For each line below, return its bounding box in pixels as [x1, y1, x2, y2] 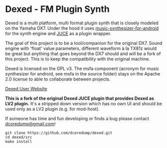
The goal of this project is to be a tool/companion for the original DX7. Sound [5, 40, 163, 46]
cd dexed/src [5, 135, 32, 140]
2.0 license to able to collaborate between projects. [5, 76, 111, 82]
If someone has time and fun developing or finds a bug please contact [5, 115, 150, 121]
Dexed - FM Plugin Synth [5, 3, 110, 15]
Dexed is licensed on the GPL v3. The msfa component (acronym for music [5, 66, 160, 72]
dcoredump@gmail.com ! [5, 121, 56, 127]
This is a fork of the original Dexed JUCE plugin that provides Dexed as [5, 95, 155, 101]
